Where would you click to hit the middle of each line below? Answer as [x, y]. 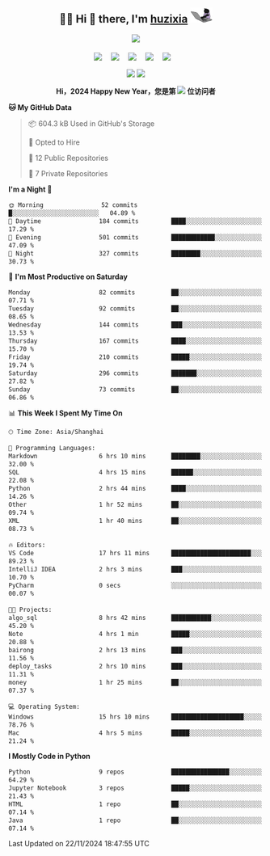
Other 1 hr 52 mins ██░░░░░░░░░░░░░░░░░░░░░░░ [135, 504]
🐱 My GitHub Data [40, 107]
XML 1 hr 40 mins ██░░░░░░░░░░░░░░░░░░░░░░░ [135, 521]
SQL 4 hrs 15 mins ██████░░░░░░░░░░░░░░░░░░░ [135, 472]
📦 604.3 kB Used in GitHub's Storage [91, 123]
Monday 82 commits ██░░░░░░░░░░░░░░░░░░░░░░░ [135, 292]
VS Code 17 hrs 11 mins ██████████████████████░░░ [135, 553]
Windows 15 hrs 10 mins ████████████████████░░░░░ [135, 717]
